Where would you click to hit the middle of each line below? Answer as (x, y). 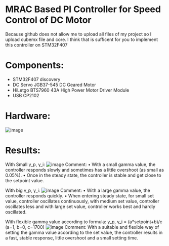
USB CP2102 (26, 95)
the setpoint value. (25, 180)
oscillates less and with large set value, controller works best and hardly (80, 207)
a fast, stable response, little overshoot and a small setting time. (72, 238)
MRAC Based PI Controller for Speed (83, 9)
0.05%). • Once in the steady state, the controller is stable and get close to (83, 175)
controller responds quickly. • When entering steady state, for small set (80, 195)
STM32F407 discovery (36, 79)
